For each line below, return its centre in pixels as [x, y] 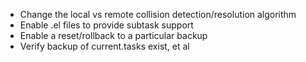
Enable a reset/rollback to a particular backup [113, 35]
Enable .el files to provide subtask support [106, 25]
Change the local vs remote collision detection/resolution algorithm [158, 14]
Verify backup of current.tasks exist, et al [104, 46]
